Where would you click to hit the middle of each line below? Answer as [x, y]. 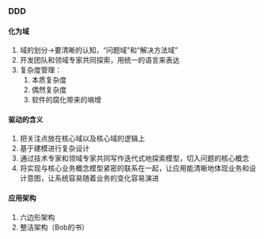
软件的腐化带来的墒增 [66, 100]
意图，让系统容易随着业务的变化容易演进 [93, 178]
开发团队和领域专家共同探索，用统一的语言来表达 [99, 60]
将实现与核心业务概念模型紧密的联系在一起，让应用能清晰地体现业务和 [134, 168]
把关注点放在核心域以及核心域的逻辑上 [82, 139]
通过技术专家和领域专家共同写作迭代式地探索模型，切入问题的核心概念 [134, 158]
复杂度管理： [40, 70]
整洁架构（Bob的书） [54, 227]
